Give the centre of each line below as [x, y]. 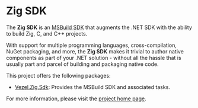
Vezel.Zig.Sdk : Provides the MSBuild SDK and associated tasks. [92, 87]
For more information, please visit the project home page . [76, 99]
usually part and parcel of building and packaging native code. [82, 64]
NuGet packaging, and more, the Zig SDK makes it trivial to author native [95, 51]
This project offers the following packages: [58, 75]
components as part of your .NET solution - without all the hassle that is [94, 58]
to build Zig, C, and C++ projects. [47, 33]
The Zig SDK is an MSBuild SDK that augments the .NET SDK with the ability [99, 27]
